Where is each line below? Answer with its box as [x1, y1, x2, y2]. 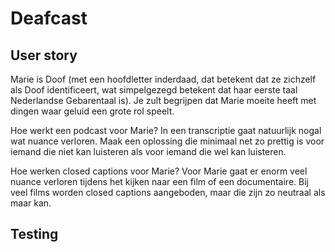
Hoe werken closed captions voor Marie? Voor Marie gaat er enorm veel [10, 165, 308, 177]
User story [10, 47, 78, 64]
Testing [10, 226, 59, 243]
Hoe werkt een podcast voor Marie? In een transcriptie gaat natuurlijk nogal [10, 125, 322, 136]
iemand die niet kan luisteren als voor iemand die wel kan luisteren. [10, 146, 287, 157]
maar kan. [10, 197, 52, 209]
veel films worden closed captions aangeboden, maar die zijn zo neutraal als [10, 187, 326, 198]
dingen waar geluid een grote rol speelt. [10, 105, 175, 117]
